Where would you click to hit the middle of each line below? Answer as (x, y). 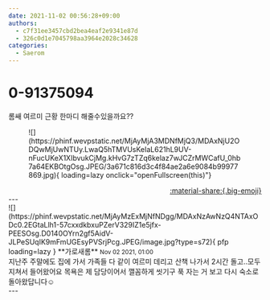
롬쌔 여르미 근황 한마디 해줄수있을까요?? (71, 116)
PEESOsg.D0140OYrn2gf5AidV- (61, 233)
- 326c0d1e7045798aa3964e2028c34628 (77, 38)
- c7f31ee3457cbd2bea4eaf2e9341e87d (77, 31)
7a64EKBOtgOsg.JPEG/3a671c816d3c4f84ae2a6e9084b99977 (133, 166)
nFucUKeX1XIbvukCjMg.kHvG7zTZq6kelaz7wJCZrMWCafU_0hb (135, 158)
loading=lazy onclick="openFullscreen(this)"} (137, 175)
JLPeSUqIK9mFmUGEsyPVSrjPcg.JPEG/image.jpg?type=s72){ (112, 241)
